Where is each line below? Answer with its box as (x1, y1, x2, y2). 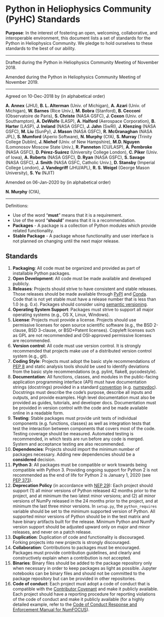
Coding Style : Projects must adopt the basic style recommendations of (12, 358, 155, 364)
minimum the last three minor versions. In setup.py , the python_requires (12, 503, 157, 509)
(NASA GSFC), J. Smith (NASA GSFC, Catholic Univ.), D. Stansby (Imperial (5, 159, 155, 165)
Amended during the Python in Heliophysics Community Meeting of (5, 74, 141, 80)
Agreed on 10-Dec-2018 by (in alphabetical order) (5, 93, 105, 99)
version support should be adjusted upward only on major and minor (12, 524, 150, 529)
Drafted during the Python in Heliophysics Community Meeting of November (5, 59, 159, 65)
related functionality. (12, 227, 54, 233)
